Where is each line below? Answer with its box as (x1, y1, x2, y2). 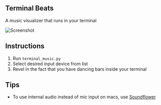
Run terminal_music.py (12, 55, 61, 61)
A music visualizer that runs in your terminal (5, 17, 97, 23)
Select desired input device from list (12, 61, 88, 67)
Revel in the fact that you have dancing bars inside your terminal (12, 66, 147, 72)
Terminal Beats (5, 4, 54, 13)
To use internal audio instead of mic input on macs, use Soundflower (12, 94, 156, 100)
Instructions (5, 42, 45, 50)
